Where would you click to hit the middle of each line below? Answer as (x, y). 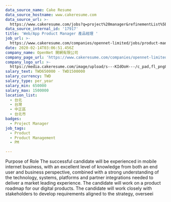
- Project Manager (30, 123)
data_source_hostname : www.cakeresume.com (51, 15)
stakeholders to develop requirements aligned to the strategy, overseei (79, 194)
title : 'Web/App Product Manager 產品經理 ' (52, 34)
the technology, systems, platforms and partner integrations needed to (79, 178)
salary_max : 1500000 (27, 90)
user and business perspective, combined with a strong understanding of (82, 172)
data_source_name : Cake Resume (38, 10)
